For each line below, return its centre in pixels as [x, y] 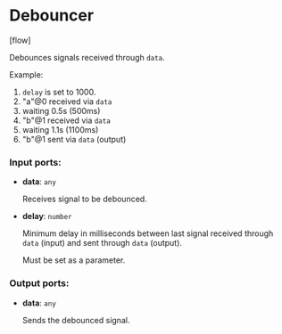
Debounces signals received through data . [87, 57]
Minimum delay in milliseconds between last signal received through [148, 233]
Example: [26, 74]
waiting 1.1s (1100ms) [60, 129]
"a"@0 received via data [67, 101]
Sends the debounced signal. [76, 320]
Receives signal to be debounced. [84, 199]
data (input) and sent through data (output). [102, 243]
